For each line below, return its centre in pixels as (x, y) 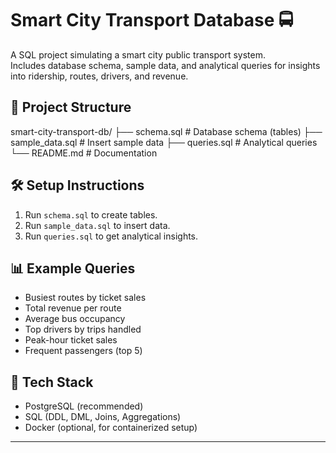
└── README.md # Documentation (84, 153)
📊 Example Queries (73, 268)
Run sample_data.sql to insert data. (97, 225)
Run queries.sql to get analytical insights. (111, 236)
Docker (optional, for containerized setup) (111, 428)
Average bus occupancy (75, 319)
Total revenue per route (73, 308)
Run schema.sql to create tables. (91, 214)
